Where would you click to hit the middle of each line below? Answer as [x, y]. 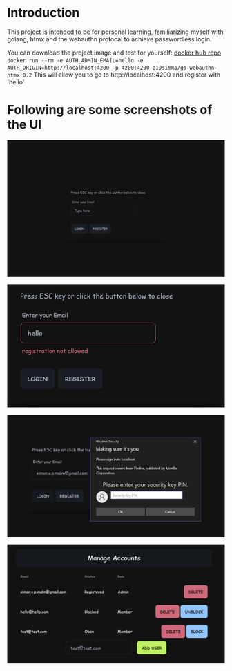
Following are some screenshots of [110, 110]
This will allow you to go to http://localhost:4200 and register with [127, 75]
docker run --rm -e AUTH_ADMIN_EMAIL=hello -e [75, 60]
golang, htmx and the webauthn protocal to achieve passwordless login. [109, 39]
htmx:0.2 [20, 75]
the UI [25, 125]
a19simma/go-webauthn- [185, 68]
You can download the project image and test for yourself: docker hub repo [114, 53]
